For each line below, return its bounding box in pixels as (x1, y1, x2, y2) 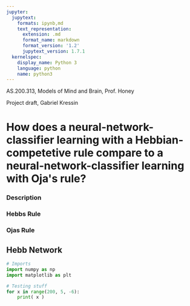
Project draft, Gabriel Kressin (6, 99, 79, 107)
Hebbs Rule (6, 210, 41, 218)
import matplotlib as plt (6, 272, 71, 278)
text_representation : (17, 25, 71, 32)
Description (6, 193, 42, 202)
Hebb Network (6, 245, 62, 255)
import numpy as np (6, 266, 56, 273)
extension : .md (22, 32, 61, 38)
